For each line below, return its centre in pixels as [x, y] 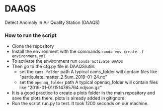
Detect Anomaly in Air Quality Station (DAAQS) [52, 22]
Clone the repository [33, 46]
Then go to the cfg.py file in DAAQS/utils [53, 66]
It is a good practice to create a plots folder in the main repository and [83, 93]
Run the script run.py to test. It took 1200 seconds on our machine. [80, 104]
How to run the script [31, 35]
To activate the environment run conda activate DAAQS [67, 61]
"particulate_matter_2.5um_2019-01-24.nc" [63, 77]
